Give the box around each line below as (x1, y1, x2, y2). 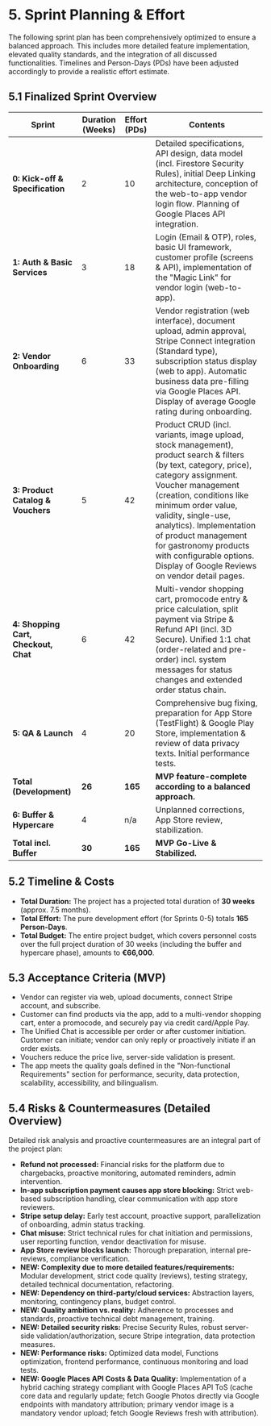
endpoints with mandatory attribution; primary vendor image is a (19, 1399, 235, 1409)
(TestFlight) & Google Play (155, 717, 254, 728)
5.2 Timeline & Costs (8, 875, 115, 889)
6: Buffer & (12, 809, 55, 820)
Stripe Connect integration (155, 335, 256, 346)
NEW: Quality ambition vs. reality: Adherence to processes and (19, 1305, 234, 1316)
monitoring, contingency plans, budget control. (19, 1297, 177, 1307)
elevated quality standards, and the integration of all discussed (8, 49, 218, 59)
